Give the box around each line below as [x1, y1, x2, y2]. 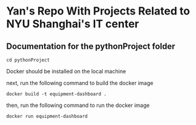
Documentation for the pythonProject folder [6, 41, 175, 51]
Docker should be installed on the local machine [6, 68, 126, 75]
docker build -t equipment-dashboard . [6, 91, 107, 97]
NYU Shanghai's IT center [6, 17, 139, 31]
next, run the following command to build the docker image [6, 80, 154, 86]
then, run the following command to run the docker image [6, 101, 150, 109]
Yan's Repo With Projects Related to [6, 4, 191, 18]
